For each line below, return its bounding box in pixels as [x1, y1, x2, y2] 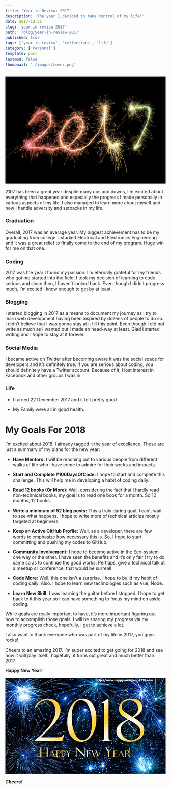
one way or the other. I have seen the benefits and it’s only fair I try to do [12, 554, 165, 560]
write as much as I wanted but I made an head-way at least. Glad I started [5, 326, 160, 332]
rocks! [5, 637, 19, 643]
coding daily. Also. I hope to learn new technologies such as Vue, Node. [12, 580, 164, 586]
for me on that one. [5, 245, 46, 251]
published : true [5, 35, 40, 40]
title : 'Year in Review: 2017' [5, 8, 72, 13]
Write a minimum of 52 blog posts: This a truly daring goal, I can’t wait [12, 507, 162, 514]
